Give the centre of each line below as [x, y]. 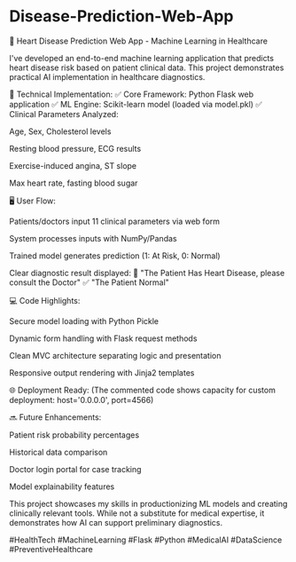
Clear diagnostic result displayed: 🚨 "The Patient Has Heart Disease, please [147, 273]
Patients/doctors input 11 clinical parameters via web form [114, 221]
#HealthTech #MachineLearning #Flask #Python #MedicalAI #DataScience [146, 540]
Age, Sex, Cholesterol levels [60, 131]
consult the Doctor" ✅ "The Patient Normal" [90, 282]
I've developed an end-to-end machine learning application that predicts [142, 58]
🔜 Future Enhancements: [55, 417]
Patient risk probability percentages [74, 435]
